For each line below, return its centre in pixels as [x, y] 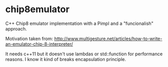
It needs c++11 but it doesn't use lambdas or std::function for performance [84, 54]
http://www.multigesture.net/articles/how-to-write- [108, 39]
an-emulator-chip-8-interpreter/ [39, 44]
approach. [16, 28]
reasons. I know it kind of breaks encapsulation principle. [66, 59]
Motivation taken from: [29, 39]
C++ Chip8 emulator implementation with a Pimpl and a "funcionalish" [79, 23]
